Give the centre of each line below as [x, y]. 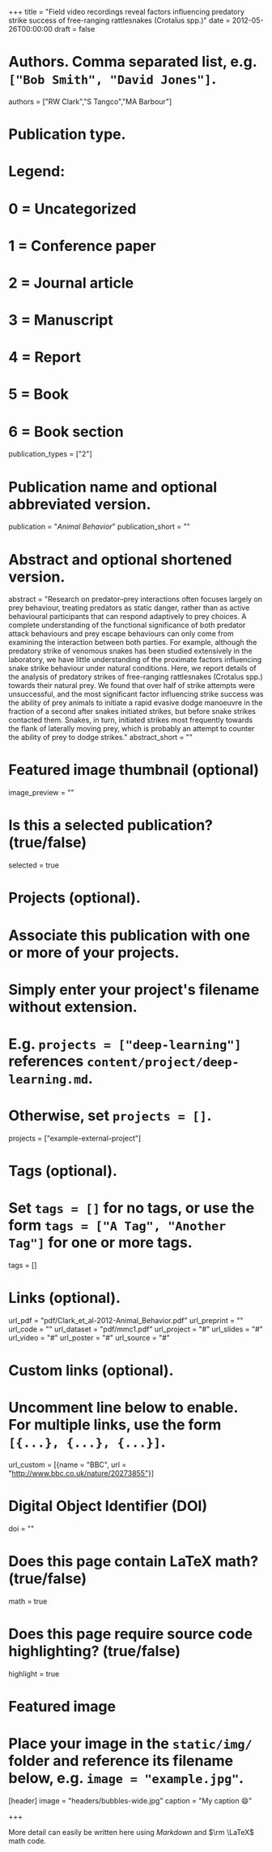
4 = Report [45, 357]
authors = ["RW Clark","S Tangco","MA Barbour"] [90, 102]
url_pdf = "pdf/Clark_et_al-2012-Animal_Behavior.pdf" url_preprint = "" [126, 1320]
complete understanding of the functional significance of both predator [127, 625]
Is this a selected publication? [110, 826]
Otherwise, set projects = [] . [110, 1116]
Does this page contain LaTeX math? [134, 1562]
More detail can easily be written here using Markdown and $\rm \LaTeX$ [132, 1832]
